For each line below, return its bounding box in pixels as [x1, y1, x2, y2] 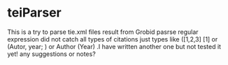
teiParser [7, 5, 62, 21]
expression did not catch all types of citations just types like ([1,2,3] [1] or [7, 35, 218, 43]
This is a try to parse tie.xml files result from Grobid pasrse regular [7, 28, 199, 36]
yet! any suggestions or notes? [7, 50, 96, 58]
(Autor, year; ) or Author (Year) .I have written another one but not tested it [7, 42, 222, 50]
